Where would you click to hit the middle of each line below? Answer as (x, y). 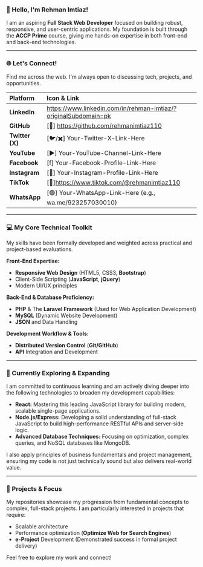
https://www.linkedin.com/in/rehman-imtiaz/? (111, 108)
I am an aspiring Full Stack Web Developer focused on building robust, (95, 23)
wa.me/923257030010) (82, 202)
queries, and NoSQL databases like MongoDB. (73, 443)
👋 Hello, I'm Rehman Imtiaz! (47, 10)
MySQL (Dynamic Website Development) (66, 315)
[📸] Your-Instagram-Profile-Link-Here (102, 172)
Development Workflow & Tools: (48, 333)
